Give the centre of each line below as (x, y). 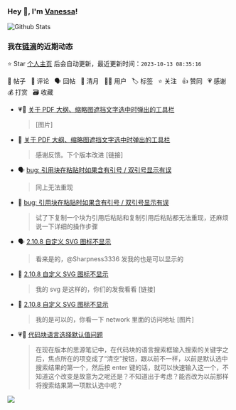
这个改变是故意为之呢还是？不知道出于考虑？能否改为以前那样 (138, 376)
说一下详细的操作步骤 (66, 226)
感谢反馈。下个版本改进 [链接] (79, 154)
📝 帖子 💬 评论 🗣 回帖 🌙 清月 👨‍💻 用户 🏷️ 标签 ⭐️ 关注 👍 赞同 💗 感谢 (117, 80)
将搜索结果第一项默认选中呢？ (79, 385)
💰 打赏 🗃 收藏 (30, 92)
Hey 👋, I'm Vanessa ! (43, 11)
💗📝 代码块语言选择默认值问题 (60, 335)
